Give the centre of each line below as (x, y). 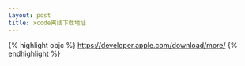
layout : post (30, 15)
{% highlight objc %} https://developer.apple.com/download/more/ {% (123, 45)
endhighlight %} (34, 53)
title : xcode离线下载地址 (47, 23)
